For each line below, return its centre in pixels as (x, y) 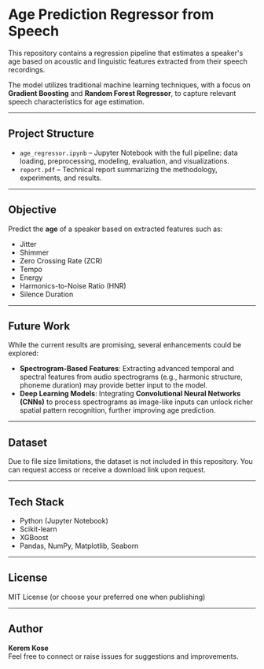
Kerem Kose (28, 648)
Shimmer (34, 252)
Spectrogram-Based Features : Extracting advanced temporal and (126, 369)
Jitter (28, 244)
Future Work (39, 326)
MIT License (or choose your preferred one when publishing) (107, 597)
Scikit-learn (38, 529)
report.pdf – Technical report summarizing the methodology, (118, 169)
